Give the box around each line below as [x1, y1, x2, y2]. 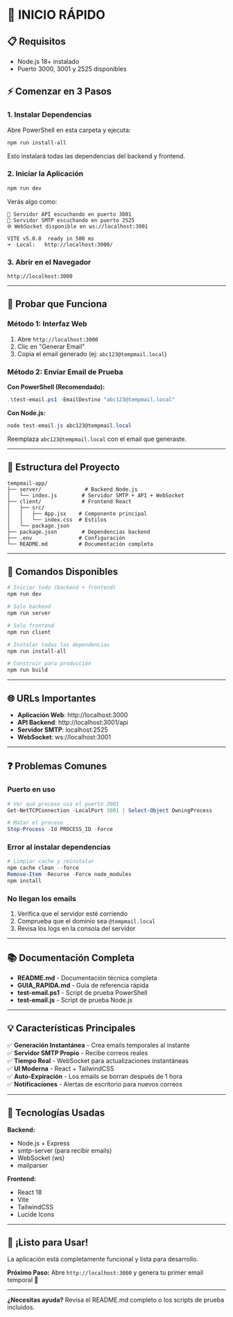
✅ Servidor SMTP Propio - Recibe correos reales [7, 1048, 148, 1057]
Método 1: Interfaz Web [7, 319, 87, 329]
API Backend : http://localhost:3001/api [17, 718, 128, 726]
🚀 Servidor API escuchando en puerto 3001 [7, 210, 132, 218]
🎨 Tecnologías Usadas [7, 1107, 105, 1119]
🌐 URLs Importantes [7, 692, 96, 704]
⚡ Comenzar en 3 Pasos [7, 85, 112, 97]
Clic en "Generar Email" [17, 342, 85, 351]
